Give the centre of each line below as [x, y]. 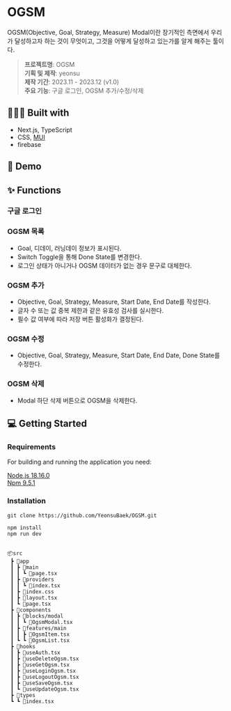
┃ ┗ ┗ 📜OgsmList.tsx [40, 641]
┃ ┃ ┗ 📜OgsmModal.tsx [41, 623]
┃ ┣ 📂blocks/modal [37, 616]
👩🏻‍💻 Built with [38, 113]
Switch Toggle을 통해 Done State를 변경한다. [80, 257]
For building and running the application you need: [79, 462]
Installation [27, 501]
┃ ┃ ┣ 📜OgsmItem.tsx [40, 634]
